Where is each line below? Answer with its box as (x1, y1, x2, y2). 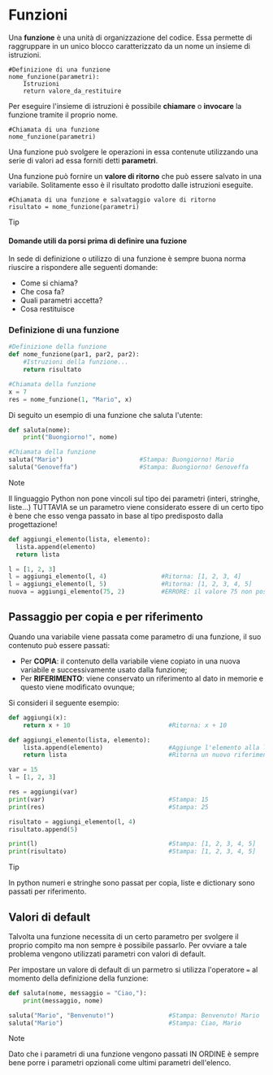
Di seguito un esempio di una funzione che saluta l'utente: (8, 410, 203, 420)
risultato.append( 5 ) (8, 825, 79, 833)
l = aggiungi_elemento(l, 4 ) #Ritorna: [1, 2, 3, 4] (8, 572, 242, 581)
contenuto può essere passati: (8, 640, 110, 650)
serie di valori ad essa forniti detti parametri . (8, 155, 158, 165)
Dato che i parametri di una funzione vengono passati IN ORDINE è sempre (8, 1049, 259, 1059)
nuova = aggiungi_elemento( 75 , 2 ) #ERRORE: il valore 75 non (8, 588, 253, 596)
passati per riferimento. (8, 886, 87, 896)
